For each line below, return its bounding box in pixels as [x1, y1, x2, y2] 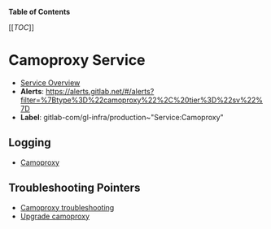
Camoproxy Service [8, 51, 146, 70]
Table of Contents [8, 7, 71, 16]
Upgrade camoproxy [20, 211, 90, 221]
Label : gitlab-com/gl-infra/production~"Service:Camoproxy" [20, 112, 224, 122]
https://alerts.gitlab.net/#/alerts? [46, 86, 155, 96]
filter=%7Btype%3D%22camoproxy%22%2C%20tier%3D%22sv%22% [20, 95, 263, 105]
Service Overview [20, 77, 81, 88]
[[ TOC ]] [8, 23, 34, 32]
